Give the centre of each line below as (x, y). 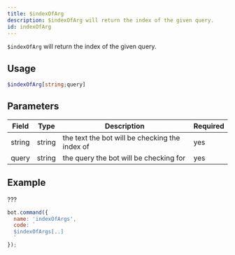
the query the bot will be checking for (124, 158)
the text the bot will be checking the (121, 138)
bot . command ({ (28, 212)
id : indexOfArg (29, 27)
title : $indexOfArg (36, 14)
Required (209, 126)
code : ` (25, 225)
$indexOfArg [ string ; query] (47, 85)
